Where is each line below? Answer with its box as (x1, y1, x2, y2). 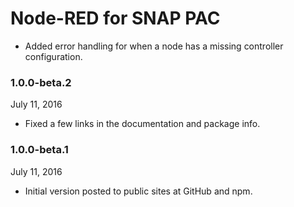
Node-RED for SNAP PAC (10, 7, 221, 30)
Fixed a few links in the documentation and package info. (24, 118, 261, 130)
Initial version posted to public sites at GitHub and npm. (24, 185, 253, 197)
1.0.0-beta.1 (10, 143, 69, 157)
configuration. (24, 50, 83, 62)
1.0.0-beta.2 (10, 75, 72, 89)
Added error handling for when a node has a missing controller (24, 40, 284, 52)
